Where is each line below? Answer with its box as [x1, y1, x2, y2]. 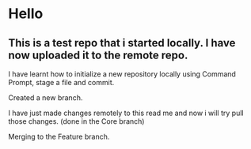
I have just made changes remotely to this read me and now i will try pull [8, 108, 244, 117]
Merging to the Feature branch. [8, 132, 110, 141]
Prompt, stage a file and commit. [8, 78, 115, 87]
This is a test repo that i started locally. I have [8, 36, 236, 50]
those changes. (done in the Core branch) [8, 117, 145, 126]
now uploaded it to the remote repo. [8, 48, 188, 61]
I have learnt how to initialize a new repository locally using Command [8, 69, 236, 79]
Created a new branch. [8, 93, 83, 102]
